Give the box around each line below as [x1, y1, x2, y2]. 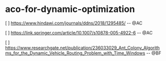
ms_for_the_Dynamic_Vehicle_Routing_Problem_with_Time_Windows [5, 50, 146, 56]
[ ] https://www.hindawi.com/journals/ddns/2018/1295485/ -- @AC [5, 20, 143, 26]
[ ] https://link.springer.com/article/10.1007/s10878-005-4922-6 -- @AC [5, 29, 153, 35]
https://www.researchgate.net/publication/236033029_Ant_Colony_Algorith [5, 44, 160, 50]
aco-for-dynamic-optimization [5, 3, 135, 15]
